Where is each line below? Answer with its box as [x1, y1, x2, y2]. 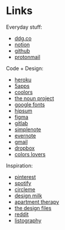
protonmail [14, 53, 41, 60]
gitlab [14, 119, 28, 126]
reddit [14, 211, 29, 218]
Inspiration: [6, 162, 33, 169]
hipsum [14, 107, 32, 114]
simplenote [14, 126, 42, 133]
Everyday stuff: [6, 23, 42, 30]
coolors [14, 88, 33, 95]
